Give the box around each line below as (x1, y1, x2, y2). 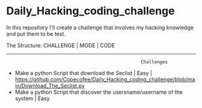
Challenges (140, 58, 168, 65)
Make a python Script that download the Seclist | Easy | (14, 69, 152, 76)
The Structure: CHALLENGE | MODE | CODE (6, 42, 115, 49)
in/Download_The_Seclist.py (14, 82, 85, 89)
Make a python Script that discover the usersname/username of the (14, 88, 183, 95)
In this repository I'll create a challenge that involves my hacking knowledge (6, 24, 194, 31)
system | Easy (14, 94, 50, 102)
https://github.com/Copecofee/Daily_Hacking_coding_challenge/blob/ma (14, 76, 195, 83)
